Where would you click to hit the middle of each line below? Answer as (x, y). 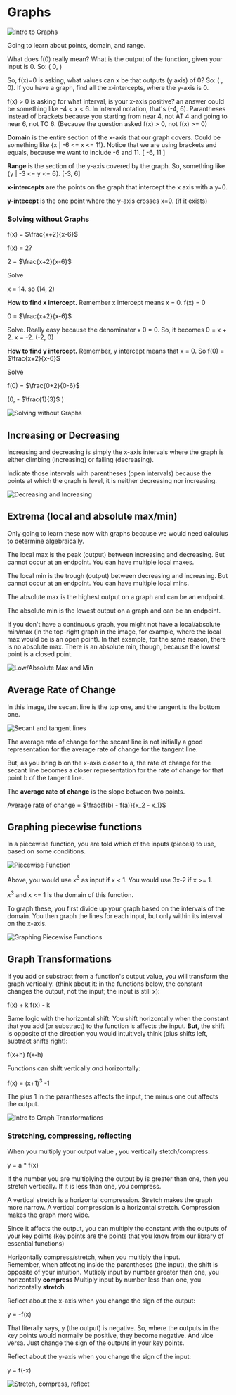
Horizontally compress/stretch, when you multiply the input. (94, 1257)
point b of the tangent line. (46, 777)
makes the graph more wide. (48, 1215)
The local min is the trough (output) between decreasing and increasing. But (118, 575)
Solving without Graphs (48, 219)
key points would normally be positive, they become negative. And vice (110, 1335)
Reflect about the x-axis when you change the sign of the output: (101, 1301)
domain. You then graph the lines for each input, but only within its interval (115, 915)
